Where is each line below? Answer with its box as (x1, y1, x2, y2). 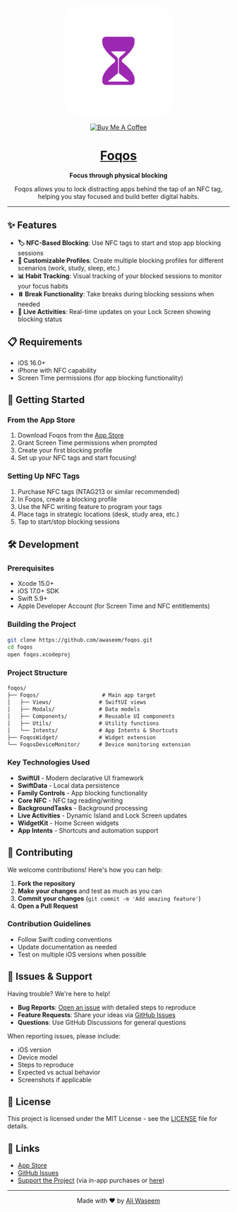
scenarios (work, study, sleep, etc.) (17, 263, 121, 272)
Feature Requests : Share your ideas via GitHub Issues (17, 1010, 176, 1019)
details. (7, 1122, 29, 1131)
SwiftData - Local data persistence (17, 781, 120, 789)
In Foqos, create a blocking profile (17, 495, 118, 503)
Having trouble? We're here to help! (7, 989, 111, 997)
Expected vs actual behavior (17, 1068, 101, 1076)
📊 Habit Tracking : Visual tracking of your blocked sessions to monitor (17, 271, 222, 280)
